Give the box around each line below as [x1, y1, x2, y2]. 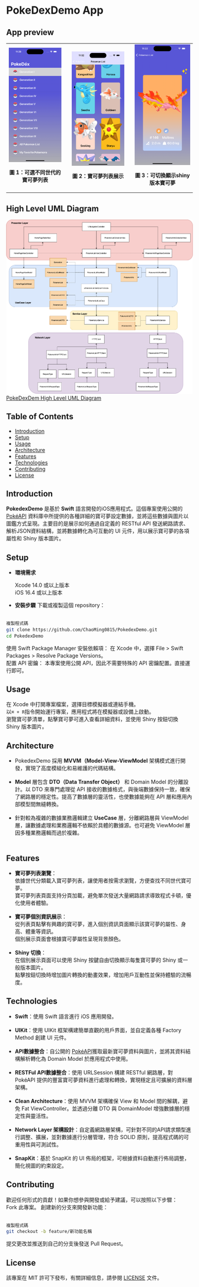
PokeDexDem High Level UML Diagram [6, 394, 102, 401]
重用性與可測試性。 [14, 1141, 62, 1148]
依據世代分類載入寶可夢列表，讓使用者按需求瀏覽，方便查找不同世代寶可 [14, 877, 191, 884]
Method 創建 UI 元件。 [14, 1034, 70, 1041]
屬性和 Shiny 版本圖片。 [6, 535, 65, 542]
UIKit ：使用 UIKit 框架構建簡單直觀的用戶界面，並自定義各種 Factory [14, 1026, 182, 1033]
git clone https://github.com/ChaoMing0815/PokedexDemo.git [6, 627, 158, 633]
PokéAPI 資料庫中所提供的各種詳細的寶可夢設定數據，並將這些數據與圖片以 [6, 513, 189, 520]
